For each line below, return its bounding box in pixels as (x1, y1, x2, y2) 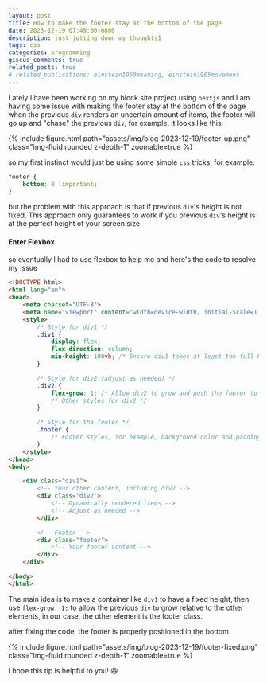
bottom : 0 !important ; (22, 180, 98, 188)
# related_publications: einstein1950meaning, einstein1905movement (8, 71, 240, 79)
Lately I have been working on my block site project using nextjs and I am (8, 92, 250, 102)
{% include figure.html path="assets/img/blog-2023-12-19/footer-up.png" (8, 133, 251, 143)
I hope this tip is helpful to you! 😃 (8, 665, 118, 675)
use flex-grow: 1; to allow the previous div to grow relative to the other (8, 603, 244, 612)
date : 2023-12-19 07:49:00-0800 (8, 26, 115, 34)
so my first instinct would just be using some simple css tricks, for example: (8, 157, 256, 167)
